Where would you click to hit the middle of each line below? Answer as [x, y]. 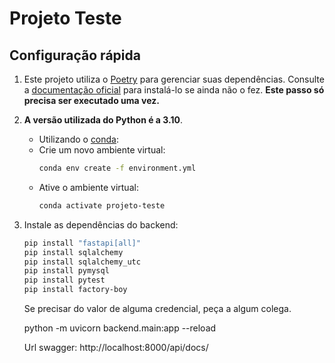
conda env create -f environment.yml [117, 168]
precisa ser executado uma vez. [91, 100]
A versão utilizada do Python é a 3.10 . [103, 120]
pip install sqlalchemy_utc [82, 262]
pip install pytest [64, 280]
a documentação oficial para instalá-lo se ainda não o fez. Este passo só [174, 90]
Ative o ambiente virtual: [88, 187]
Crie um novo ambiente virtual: [102, 150]
